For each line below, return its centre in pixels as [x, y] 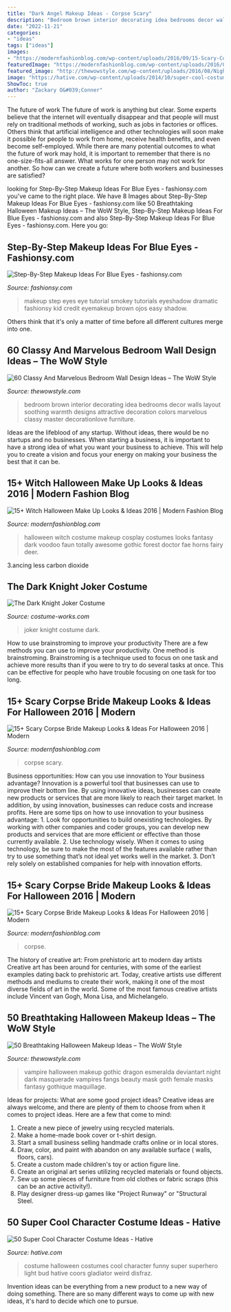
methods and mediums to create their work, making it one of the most [106, 982]
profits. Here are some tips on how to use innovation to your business [106, 813]
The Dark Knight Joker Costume [77, 586]
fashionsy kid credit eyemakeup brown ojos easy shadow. [106, 308]
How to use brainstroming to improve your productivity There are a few [108, 643]
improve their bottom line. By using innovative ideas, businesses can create [114, 791]
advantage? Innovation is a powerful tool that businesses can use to [103, 783]
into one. [20, 329]
